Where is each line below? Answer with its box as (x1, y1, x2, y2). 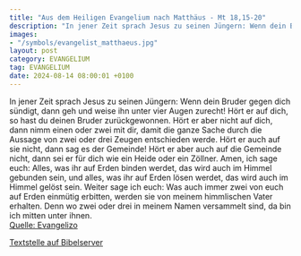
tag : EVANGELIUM (9, 64, 70, 73)
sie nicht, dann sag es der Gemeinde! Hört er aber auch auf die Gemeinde (9, 143, 282, 154)
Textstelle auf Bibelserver (9, 236, 104, 247)
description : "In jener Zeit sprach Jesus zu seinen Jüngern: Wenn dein (9, 21, 287, 30)
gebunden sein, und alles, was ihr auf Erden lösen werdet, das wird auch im (9, 172, 288, 183)
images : (9, 30, 39, 38)
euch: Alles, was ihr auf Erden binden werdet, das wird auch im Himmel (9, 162, 272, 173)
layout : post (9, 47, 58, 55)
